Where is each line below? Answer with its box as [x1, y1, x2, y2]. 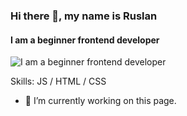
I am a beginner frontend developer [10, 34, 160, 46]
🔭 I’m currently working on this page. [24, 95, 177, 107]
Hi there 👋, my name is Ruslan [10, 9, 158, 23]
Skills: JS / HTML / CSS [10, 75, 107, 88]
